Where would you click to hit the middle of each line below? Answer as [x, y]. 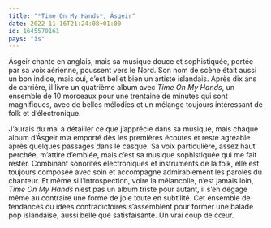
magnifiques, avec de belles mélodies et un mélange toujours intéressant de [136, 105]
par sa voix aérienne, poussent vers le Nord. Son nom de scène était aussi [133, 71]
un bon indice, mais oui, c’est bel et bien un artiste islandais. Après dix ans [133, 79]
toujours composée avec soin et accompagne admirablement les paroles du [135, 172]
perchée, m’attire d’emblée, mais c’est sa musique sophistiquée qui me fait [133, 155]
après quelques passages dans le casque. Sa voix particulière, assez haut [132, 146]
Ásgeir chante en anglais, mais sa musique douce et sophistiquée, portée [131, 62]
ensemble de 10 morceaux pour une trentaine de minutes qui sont [118, 96]
